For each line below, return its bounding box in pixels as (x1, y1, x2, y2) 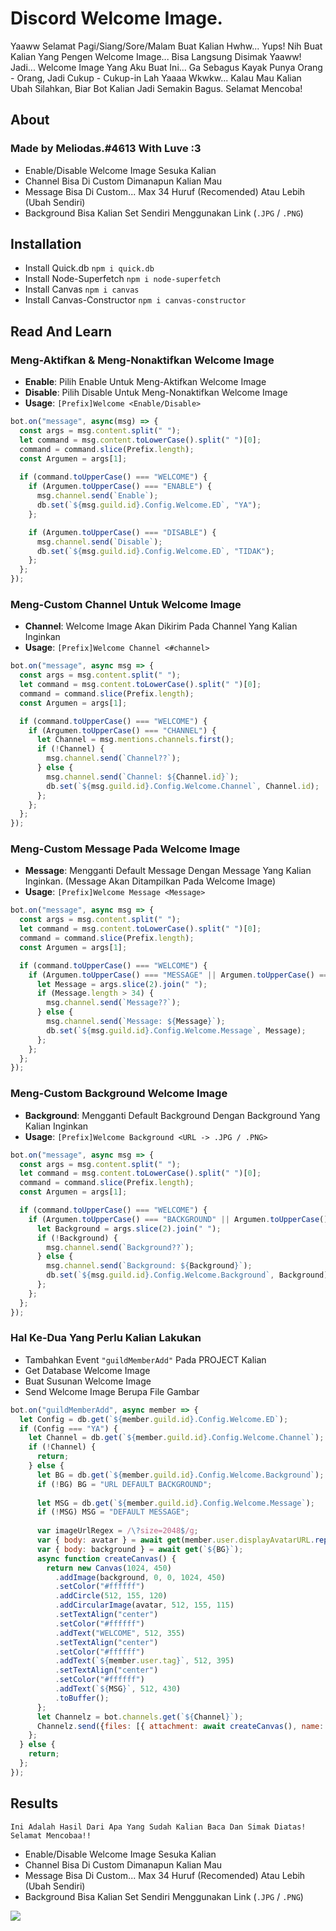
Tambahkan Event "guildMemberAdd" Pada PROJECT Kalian (24, 1353, 267, 1366)
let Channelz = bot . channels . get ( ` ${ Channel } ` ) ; (36, 1712, 244, 1722)
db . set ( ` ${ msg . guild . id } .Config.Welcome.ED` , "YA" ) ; (36, 500, 262, 510)
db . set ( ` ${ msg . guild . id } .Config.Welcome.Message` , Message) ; (46, 1025, 307, 1036)
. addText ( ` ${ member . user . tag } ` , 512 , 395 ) (54, 1656, 235, 1666)
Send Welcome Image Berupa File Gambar (24, 1385, 200, 1397)
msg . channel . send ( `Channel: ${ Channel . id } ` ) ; (46, 772, 240, 782)
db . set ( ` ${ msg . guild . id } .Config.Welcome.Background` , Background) (46, 1270, 329, 1281)
